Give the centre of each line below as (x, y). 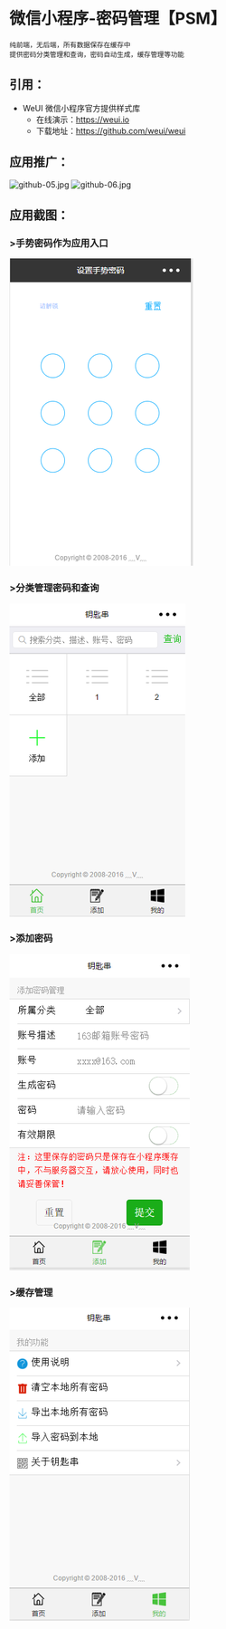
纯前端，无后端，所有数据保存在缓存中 (70, 45)
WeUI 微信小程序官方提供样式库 (81, 108)
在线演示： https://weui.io (82, 120)
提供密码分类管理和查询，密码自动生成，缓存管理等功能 (97, 54)
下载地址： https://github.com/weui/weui (111, 130)
